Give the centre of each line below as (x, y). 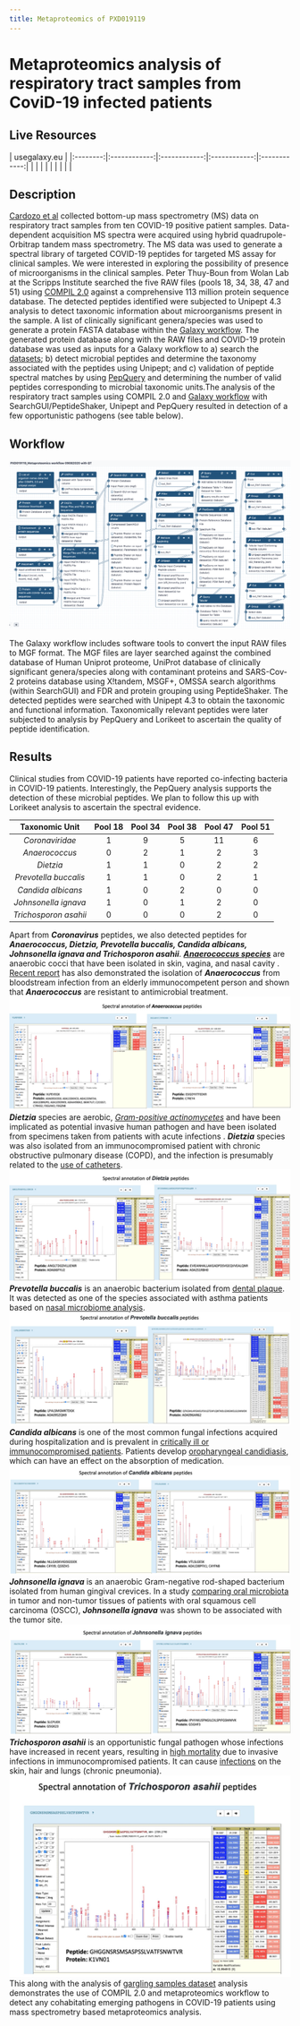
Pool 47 (219, 827)
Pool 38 (182, 827)
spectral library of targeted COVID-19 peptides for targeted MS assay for (143, 254)
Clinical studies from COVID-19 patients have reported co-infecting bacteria (149, 778)
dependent (29, 235)
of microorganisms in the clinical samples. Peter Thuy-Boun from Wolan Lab (149, 273)
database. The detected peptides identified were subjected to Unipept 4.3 (145, 302)
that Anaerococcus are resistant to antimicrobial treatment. (119, 992)
